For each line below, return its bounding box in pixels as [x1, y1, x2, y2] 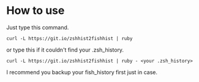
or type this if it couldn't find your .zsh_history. [6, 46, 124, 53]
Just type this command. [6, 24, 69, 31]
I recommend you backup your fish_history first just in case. [6, 68, 158, 76]
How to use [6, 4, 65, 18]
